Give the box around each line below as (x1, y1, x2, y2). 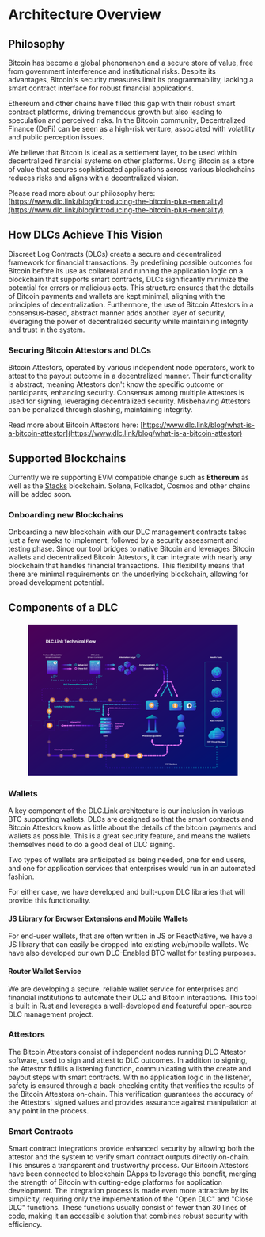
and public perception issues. (8, 132, 104, 142)
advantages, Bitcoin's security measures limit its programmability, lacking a (8, 75, 254, 84)
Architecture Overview (8, 6, 161, 24)
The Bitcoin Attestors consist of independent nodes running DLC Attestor (8, 1047, 247, 1056)
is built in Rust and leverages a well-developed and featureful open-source (8, 1001, 252, 1010)
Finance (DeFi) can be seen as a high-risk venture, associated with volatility (8, 124, 256, 133)
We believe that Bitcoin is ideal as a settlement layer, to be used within (8, 148, 237, 157)
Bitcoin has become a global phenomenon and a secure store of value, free (8, 58, 254, 67)
